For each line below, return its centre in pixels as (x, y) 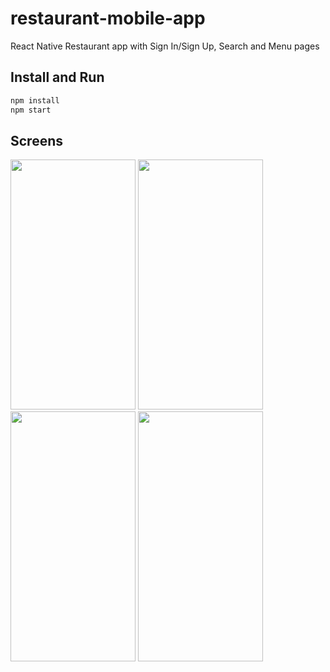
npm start (31, 110)
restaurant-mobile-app (108, 18)
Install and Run (57, 77)
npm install (35, 100)
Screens (36, 140)
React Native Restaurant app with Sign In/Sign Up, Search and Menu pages (165, 46)
